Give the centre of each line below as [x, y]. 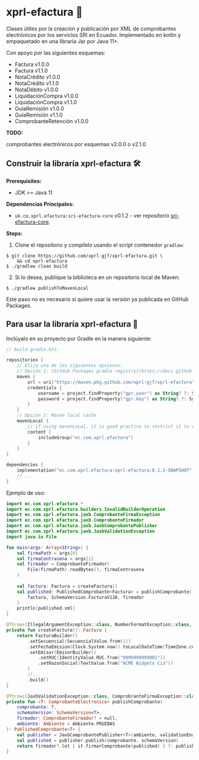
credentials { [45, 388]
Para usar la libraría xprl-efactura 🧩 [72, 324]
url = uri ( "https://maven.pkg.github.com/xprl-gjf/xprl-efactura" [111, 382]
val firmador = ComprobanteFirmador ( [63, 564]
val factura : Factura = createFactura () [67, 586]
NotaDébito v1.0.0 [36, 89]
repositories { [25, 360]
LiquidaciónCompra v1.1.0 [46, 102]
